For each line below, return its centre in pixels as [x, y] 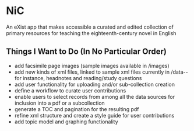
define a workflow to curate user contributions [70, 90]
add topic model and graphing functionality [66, 122]
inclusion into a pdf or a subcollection [59, 103]
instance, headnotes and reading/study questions [82, 78]
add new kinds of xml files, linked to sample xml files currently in [92, 72]
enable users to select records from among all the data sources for [95, 96]
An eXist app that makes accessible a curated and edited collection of [90, 27]
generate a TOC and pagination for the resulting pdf [77, 109]
